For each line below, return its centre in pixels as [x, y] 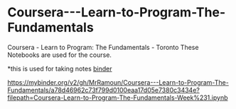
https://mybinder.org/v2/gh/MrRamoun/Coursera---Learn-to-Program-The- [118, 82]
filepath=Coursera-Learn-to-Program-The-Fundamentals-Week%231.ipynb [118, 98]
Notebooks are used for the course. [60, 55]
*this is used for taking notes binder [60, 68]
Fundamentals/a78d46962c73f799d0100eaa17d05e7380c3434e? [104, 90]
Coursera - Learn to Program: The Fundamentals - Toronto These [103, 47]
